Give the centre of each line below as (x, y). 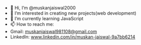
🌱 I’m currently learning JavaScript (47, 18)
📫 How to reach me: (32, 24)
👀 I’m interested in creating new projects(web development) (73, 13)
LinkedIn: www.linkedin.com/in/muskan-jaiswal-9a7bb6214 (73, 37)
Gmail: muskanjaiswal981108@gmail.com (54, 31)
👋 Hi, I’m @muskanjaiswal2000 (43, 8)
